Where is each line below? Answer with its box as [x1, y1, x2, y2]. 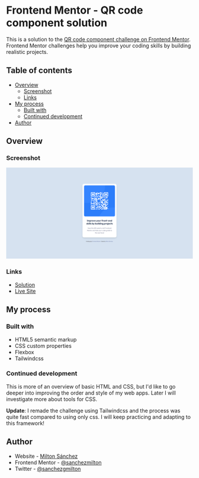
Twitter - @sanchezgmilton [14, 465, 81, 472]
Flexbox [14, 348, 34, 355]
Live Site [14, 287, 36, 294]
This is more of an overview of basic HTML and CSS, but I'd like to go [6, 383, 176, 390]
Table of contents [6, 66, 72, 76]
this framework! [6, 419, 44, 426]
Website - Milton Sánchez [14, 453, 78, 460]
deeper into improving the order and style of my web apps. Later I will [6, 389, 176, 396]
